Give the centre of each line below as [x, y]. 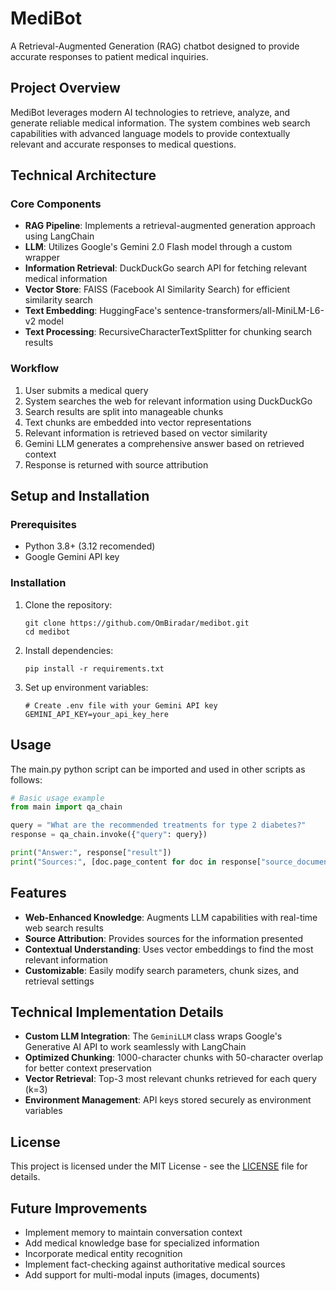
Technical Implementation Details [117, 1012]
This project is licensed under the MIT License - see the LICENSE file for [159, 1166]
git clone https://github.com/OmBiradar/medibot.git [137, 623]
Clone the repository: [68, 604]
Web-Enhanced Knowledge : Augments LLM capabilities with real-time [171, 917]
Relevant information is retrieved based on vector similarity [146, 433]
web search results [64, 928]
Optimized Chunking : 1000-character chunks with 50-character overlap [174, 1058]
